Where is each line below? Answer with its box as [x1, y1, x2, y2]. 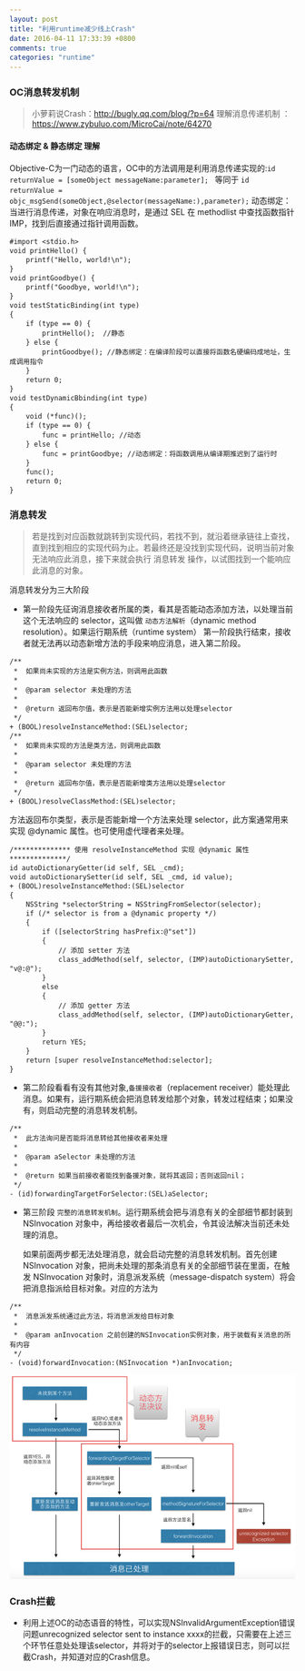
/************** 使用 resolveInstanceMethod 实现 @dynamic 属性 [9, 845, 250, 855]
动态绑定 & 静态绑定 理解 [9, 141, 101, 152]
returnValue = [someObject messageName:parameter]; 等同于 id [9, 174, 250, 185]
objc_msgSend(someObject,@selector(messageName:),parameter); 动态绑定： [9, 195, 292, 206]
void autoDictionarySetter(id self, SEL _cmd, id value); [9, 872, 233, 882]
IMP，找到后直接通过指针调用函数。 [9, 218, 143, 228]
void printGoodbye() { [9, 273, 95, 282]
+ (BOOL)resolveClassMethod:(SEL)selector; [9, 796, 177, 805]
